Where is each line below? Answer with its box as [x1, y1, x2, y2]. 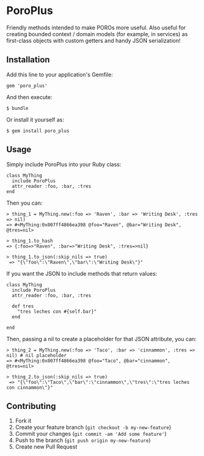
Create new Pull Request [15, 443, 78, 450]
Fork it [15, 417, 32, 425]
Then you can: [6, 199, 43, 207]
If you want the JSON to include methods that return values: [6, 270, 158, 277]
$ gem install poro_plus [6, 128, 70, 134]
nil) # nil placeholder [6, 352, 67, 358]
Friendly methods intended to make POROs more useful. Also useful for [6, 24, 186, 31]
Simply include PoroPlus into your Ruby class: [6, 160, 122, 168]
